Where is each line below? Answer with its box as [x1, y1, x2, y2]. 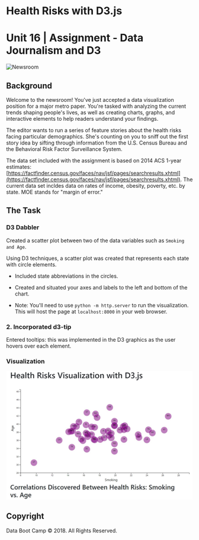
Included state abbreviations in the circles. [14, 272, 118, 279]
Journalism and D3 [6, 44, 101, 57]
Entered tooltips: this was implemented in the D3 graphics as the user [6, 336, 176, 343]
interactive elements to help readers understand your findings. [6, 115, 159, 122]
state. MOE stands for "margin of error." [6, 188, 103, 195]
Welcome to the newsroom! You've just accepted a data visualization [6, 96, 174, 103]
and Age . [6, 243, 27, 250]
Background [6, 81, 52, 91]
